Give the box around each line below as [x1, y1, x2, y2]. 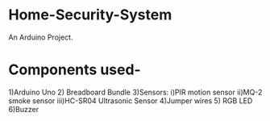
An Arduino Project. [8, 32, 73, 42]
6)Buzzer [8, 104, 39, 114]
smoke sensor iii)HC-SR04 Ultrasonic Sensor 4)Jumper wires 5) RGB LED [8, 95, 253, 106]
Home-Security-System [8, 6, 172, 24]
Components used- [8, 60, 141, 79]
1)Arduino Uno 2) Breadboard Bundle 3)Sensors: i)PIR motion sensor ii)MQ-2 [8, 87, 263, 97]
